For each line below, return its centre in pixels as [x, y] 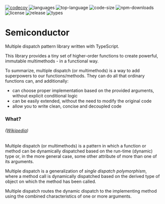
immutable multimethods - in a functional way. [52, 61]
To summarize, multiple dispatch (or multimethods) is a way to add [72, 70]
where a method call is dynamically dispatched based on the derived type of [82, 176]
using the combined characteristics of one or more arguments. [68, 196]
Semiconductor [37, 33]
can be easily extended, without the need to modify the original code [82, 101]
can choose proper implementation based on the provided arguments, [83, 90]
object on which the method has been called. [51, 181]
